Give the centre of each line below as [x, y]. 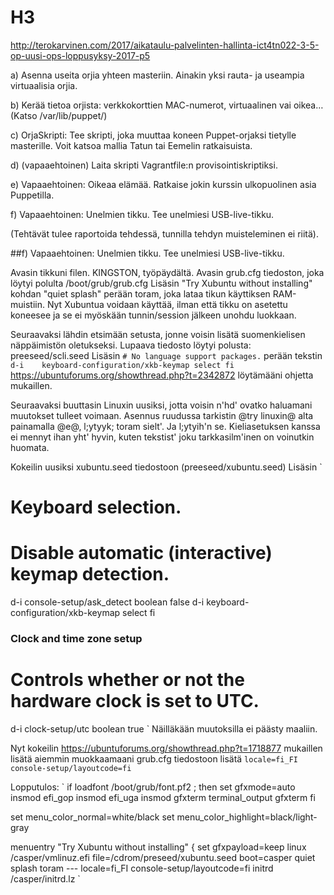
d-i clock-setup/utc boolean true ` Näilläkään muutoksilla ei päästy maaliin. [164, 728]
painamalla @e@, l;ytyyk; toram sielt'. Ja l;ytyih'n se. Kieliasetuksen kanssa [165, 426]
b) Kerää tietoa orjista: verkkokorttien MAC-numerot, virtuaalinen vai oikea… [167, 105]
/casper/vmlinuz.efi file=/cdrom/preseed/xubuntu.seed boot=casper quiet [163, 857]
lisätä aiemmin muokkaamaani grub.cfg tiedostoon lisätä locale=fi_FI [154, 758]
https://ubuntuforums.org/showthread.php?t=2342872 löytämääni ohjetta [162, 375]
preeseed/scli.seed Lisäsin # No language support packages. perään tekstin [166, 355]
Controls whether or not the [127, 680]
